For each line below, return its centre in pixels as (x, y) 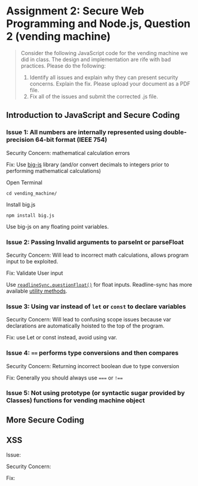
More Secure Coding (45, 420)
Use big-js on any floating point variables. (58, 226)
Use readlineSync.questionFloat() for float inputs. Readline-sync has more (99, 284)
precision (20, 140)
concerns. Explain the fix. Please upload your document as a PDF (110, 83)
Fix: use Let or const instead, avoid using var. (62, 338)
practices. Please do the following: (63, 66)
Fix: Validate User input (35, 273)
